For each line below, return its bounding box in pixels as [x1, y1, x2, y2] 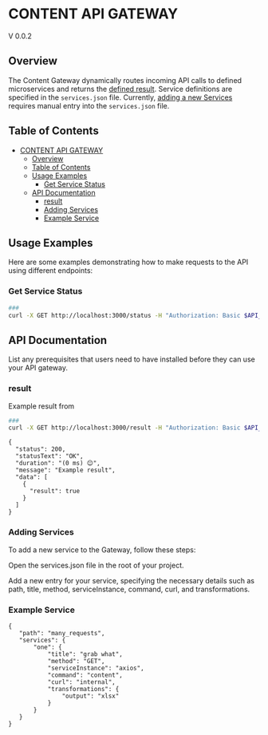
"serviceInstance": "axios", [47, 664, 145, 672]
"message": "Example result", [15, 466, 116, 475]
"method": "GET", [47, 657, 105, 665]
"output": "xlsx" [61, 692, 120, 700]
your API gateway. [8, 363, 68, 373]
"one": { [33, 643, 62, 651]
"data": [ [15, 473, 48, 481]
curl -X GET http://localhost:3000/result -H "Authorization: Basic [8, 424, 241, 432]
